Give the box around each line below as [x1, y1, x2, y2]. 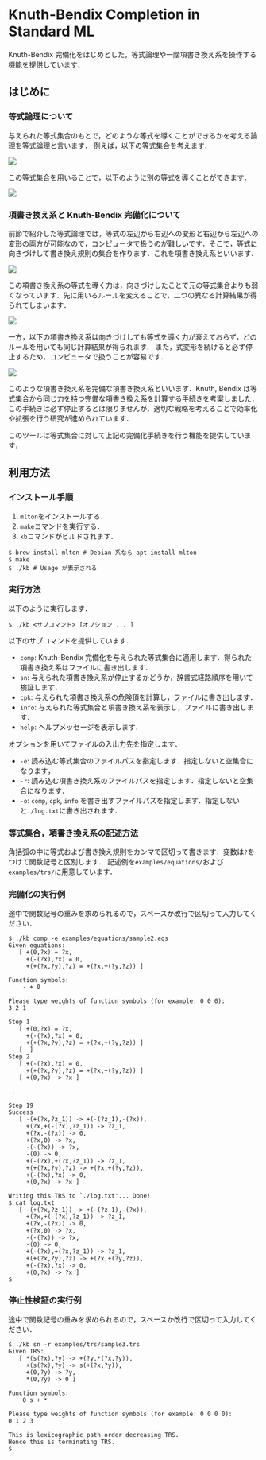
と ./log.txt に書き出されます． [19, 806, 121, 815]
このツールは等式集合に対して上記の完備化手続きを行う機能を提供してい [8, 430, 245, 440]
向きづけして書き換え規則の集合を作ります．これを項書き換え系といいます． [8, 248, 258, 258]
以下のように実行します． [8, 603, 92, 613]
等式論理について [8, 111, 74, 122]
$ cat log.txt [8, 1198, 56, 1206]
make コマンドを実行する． [19, 521, 105, 530]
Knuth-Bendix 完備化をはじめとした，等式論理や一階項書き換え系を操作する [8, 49, 257, 59]
